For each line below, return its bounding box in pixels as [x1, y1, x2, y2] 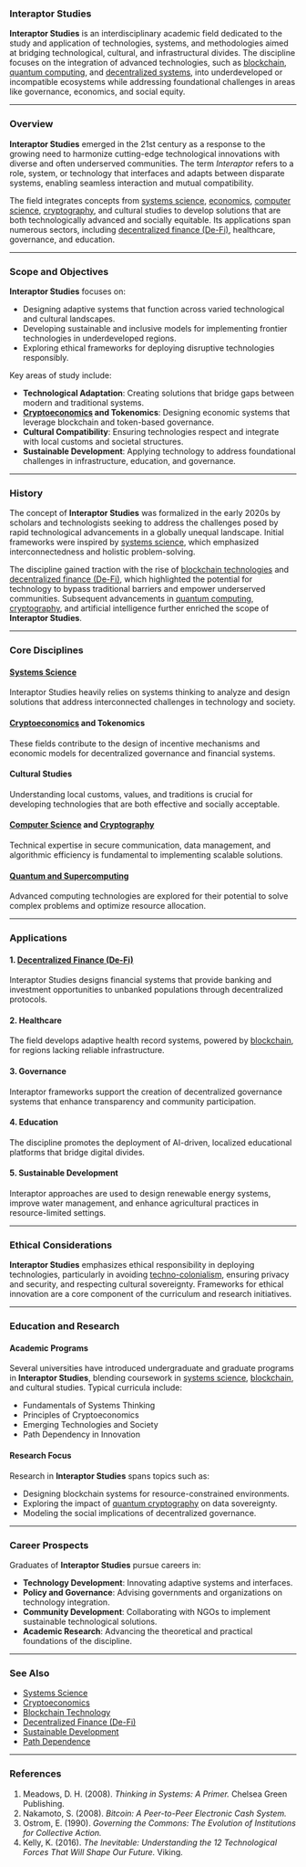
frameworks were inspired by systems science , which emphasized [9, 537, 260, 548]
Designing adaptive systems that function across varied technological [22, 303, 285, 314]
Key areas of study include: [9, 369, 112, 381]
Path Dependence [22, 1736, 91, 1747]
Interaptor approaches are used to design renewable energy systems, [9, 1188, 271, 1199]
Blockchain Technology [22, 1707, 111, 1718]
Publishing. [22, 1798, 66, 1809]
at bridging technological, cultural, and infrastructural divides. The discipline [9, 47, 296, 58]
